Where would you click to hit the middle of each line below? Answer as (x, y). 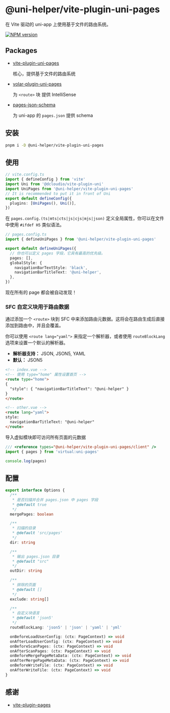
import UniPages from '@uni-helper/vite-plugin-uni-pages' (69, 189)
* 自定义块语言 (26, 613)
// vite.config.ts (25, 175)
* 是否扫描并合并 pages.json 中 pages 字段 (55, 500)
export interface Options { (35, 490)
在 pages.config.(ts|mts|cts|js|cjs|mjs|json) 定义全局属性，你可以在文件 (85, 219)
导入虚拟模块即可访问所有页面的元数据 (45, 437)
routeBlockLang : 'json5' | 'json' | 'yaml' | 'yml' (66, 628)
